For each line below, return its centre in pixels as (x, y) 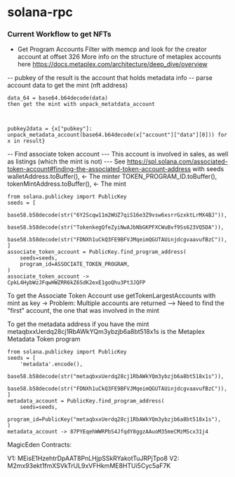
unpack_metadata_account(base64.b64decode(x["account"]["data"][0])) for (117, 135)
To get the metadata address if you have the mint (78, 324)
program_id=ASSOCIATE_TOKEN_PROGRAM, (75, 264)
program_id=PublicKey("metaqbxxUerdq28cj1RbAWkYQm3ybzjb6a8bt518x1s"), (114, 419)
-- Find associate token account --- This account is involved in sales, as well (118, 154)
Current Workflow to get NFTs (59, 34)
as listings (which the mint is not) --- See (66, 161)
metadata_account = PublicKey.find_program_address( (86, 401)
